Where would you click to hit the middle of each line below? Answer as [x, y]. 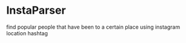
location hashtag [27, 33]
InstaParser [36, 10]
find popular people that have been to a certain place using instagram [93, 27]
